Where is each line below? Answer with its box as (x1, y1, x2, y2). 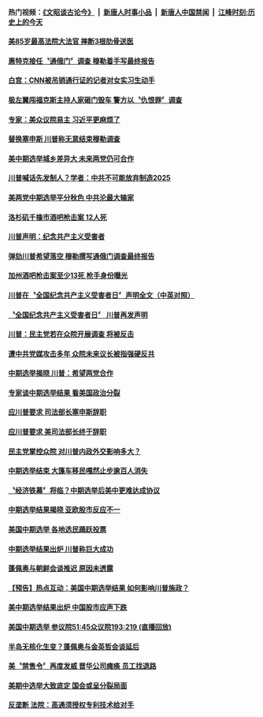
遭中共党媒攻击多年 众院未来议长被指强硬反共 (8, 349, 155, 358)
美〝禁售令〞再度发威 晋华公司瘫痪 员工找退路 (8, 661, 157, 670)
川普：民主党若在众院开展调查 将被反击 (8, 330, 135, 339)
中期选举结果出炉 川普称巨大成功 (8, 544, 114, 554)
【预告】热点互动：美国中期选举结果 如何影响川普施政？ (8, 583, 190, 592)
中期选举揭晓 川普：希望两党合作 (8, 368, 114, 378)
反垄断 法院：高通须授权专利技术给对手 (8, 700, 135, 710)
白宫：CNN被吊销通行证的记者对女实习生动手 (8, 76, 155, 85)
